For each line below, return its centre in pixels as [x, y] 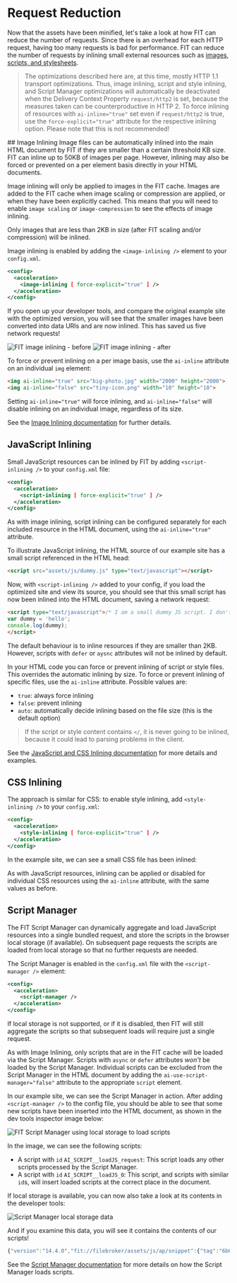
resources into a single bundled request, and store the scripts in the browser [119, 935]
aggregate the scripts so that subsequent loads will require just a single [111, 1031]
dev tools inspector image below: [56, 1119]
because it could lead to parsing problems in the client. [104, 739]
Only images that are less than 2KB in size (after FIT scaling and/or [104, 229]
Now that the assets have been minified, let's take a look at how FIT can [112, 32]
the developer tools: [36, 1203]
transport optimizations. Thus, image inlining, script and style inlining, [126, 83]
